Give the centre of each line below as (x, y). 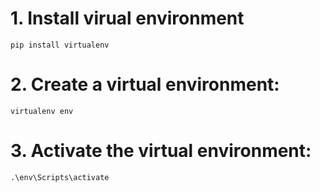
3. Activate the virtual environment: (161, 151)
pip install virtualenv (60, 45)
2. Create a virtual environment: (145, 84)
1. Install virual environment (127, 18)
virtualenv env (42, 111)
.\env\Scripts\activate (60, 177)
